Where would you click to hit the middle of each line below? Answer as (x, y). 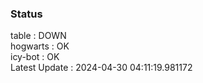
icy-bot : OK (35, 57)
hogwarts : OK (40, 46)
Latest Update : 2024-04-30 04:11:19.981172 (101, 68)
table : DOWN (38, 36)
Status (26, 14)
